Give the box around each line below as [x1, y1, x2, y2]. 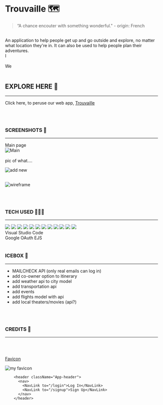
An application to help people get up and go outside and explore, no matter [5, 37, 155, 43]
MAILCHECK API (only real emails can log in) [12, 268, 102, 274]
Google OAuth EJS [5, 235, 42, 241]
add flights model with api [12, 294, 64, 299]
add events [12, 288, 35, 294]
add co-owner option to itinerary [12, 273, 78, 279]
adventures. [5, 48, 29, 53]
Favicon [5, 355, 21, 362]
